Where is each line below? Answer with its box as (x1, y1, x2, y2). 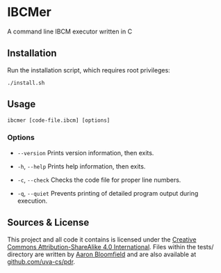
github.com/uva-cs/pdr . (7, 257, 75, 265)
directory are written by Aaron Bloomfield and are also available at (7, 250, 197, 258)
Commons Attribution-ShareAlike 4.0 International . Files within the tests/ (7, 242, 214, 251)
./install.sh (7, 79, 45, 86)
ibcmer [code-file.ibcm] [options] (7, 116, 110, 124)
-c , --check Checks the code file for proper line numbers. (17, 175, 181, 184)
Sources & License (7, 217, 90, 228)
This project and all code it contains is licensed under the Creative (7, 235, 197, 244)
